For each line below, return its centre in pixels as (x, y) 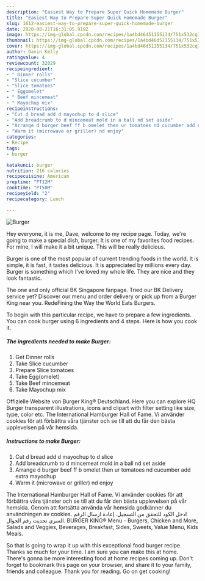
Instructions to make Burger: (44, 441)
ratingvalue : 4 (26, 57)
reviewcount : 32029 (31, 63)
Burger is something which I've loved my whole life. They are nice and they (101, 271)
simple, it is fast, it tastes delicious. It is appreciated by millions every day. (99, 265)
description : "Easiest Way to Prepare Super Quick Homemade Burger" (95, 12)
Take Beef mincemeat (42, 383)
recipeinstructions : (33, 108)
